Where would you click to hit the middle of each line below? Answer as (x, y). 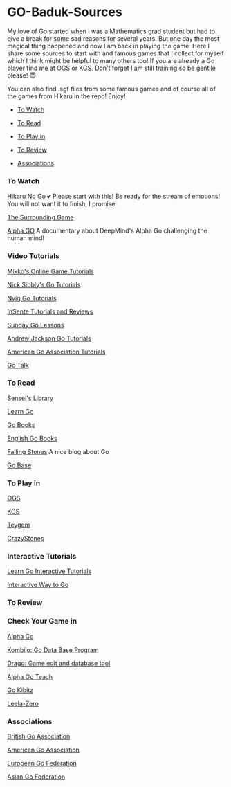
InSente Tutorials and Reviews (50, 311)
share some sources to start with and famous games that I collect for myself (115, 53)
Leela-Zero (23, 703)
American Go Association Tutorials (56, 352)
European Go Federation (42, 763)
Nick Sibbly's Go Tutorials (44, 284)
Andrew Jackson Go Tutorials (49, 338)
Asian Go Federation (36, 777)
